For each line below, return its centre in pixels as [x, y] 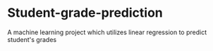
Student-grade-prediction [85, 13]
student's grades [32, 39]
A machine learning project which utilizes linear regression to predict [107, 32]
